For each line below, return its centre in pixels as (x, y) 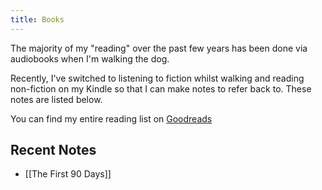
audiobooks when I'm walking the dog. (90, 58)
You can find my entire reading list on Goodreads (111, 118)
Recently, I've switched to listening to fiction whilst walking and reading (157, 78)
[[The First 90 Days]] (68, 174)
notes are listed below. (56, 99)
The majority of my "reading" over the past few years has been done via (159, 48)
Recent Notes (53, 150)
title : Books (37, 19)
